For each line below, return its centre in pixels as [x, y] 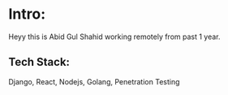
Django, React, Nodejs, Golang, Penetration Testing [94, 81]
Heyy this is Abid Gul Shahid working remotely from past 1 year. [114, 37]
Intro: [27, 14]
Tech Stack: [39, 62]
